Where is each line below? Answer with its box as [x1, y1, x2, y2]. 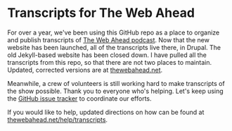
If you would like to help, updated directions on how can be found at [7, 108, 205, 116]
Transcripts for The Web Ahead [7, 5, 195, 21]
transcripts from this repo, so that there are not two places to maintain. [7, 58, 212, 66]
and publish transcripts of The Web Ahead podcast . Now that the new [7, 35, 210, 44]
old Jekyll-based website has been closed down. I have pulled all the [7, 51, 207, 59]
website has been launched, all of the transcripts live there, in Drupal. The [7, 43, 221, 51]
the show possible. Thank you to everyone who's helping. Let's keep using [7, 87, 224, 95]
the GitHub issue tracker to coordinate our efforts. [7, 94, 153, 103]
